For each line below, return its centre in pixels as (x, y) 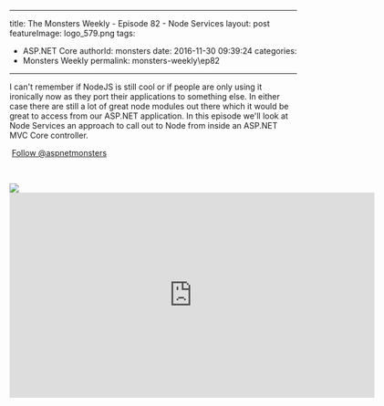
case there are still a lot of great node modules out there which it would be (149, 106)
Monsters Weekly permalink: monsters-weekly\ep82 (121, 61)
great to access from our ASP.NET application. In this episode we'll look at (149, 116)
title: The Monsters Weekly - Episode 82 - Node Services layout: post (140, 23)
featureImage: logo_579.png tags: (73, 33)
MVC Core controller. (49, 135)
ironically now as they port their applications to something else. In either (145, 96)
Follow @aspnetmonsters (59, 153)
